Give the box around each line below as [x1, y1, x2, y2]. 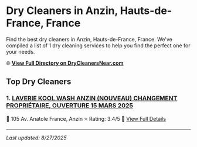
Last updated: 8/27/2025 [6, 134, 67, 141]
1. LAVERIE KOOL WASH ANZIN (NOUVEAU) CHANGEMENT [6, 94, 178, 103]
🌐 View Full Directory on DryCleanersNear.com [6, 60, 124, 66]
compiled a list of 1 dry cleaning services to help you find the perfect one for [6, 42, 191, 49]
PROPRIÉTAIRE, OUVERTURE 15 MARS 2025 [6, 101, 134, 110]
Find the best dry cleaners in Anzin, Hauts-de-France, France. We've [6, 36, 173, 43]
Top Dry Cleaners [6, 77, 72, 87]
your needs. [6, 48, 35, 55]
